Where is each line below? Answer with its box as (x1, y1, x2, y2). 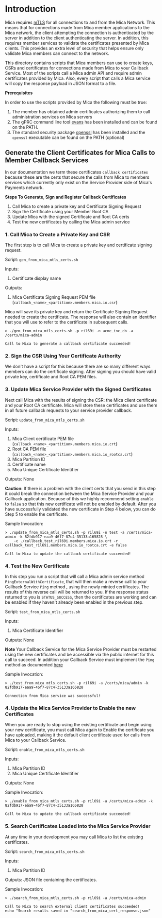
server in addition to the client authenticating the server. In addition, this (5, 35, 149, 41)
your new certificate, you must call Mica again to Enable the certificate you (5, 727, 155, 733)
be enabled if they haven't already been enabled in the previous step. (5, 599, 144, 605)
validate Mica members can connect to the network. (5, 50, 109, 56)
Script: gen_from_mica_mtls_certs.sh (5, 256, 79, 263)
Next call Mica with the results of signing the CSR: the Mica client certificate (5, 397, 157, 403)
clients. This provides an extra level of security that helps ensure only (5, 45, 144, 51)
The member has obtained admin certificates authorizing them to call (12, 108, 150, 115)
